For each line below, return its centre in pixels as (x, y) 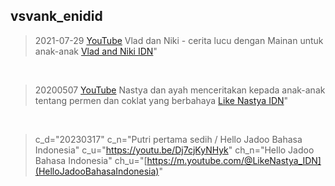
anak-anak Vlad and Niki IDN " (96, 51)
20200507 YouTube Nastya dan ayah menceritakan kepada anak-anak (180, 90)
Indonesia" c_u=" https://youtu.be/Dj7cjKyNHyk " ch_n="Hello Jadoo (174, 150)
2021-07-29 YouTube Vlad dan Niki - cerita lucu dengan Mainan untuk (179, 40)
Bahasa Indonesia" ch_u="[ (91, 160)
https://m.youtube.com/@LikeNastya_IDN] (234, 160)
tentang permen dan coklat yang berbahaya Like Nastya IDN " (161, 100)
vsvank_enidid (56, 16)
